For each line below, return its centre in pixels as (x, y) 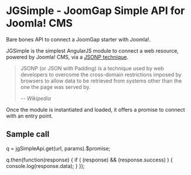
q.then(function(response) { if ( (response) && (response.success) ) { (89, 160)
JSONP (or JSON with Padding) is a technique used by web (92, 68)
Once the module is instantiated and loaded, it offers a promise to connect (96, 109)
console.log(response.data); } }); (45, 166)
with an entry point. (30, 116)
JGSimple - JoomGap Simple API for (95, 11)
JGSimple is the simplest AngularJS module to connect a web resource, (92, 50)
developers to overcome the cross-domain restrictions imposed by (101, 74)
